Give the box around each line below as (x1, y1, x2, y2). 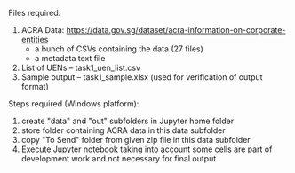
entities (20, 35, 49, 44)
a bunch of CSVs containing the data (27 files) (34, 43, 203, 54)
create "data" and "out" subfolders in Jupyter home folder (20, 115, 235, 126)
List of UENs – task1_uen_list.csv (20, 62, 141, 73)
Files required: (8, 8, 61, 18)
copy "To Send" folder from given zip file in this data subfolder (20, 135, 251, 145)
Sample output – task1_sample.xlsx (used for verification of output (20, 72, 263, 83)
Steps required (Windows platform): (8, 98, 140, 109)
